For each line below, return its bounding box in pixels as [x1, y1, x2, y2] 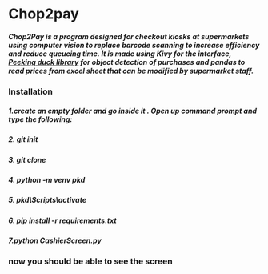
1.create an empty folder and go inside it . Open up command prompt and [8, 106, 258, 115]
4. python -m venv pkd [8, 175, 86, 184]
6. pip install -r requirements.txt [8, 216, 118, 225]
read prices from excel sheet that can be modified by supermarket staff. [8, 66, 254, 75]
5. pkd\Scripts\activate [8, 195, 86, 205]
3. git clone [8, 155, 46, 164]
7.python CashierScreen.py [8, 236, 102, 245]
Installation [8, 86, 54, 97]
